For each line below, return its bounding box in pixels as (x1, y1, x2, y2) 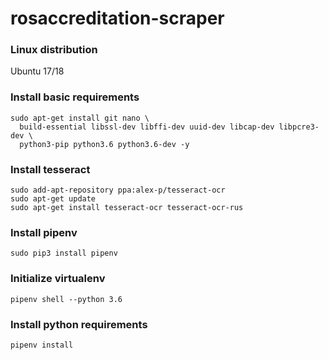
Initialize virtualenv (10, 272, 106, 286)
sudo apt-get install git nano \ (10, 113, 150, 123)
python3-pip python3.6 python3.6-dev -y (19, 139, 190, 149)
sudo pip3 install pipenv (10, 248, 118, 259)
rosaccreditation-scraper (10, 7, 225, 30)
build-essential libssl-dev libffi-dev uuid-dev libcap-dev (19, 122, 275, 132)
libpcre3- (278, 122, 320, 132)
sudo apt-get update (10, 194, 97, 204)
